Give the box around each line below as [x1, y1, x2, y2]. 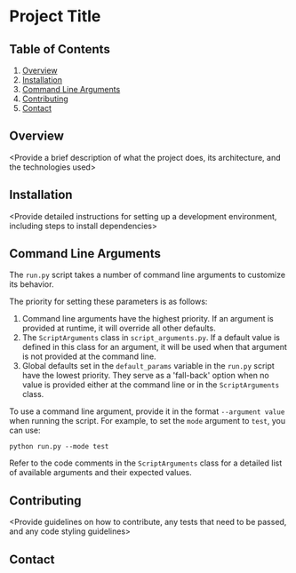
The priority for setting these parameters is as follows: [9, 296, 208, 307]
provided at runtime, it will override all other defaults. [21, 322, 216, 334]
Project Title [9, 6, 101, 27]
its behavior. [9, 279, 54, 290]
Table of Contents [9, 42, 111, 57]
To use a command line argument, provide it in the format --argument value [9, 406, 285, 417]
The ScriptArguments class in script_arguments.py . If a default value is [21, 332, 280, 343]
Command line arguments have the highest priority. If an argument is [21, 314, 274, 324]
